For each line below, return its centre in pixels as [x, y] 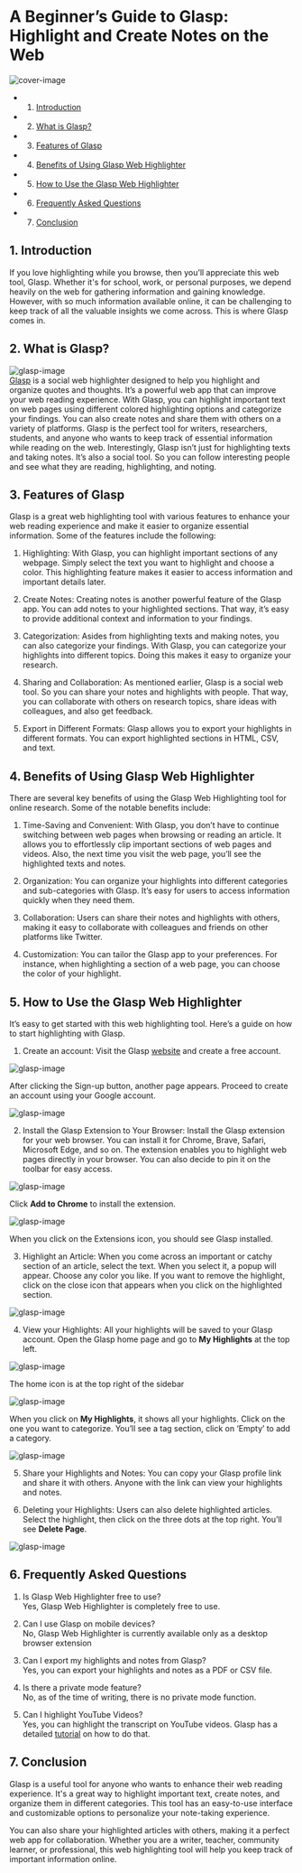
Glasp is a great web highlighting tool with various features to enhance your [150, 517]
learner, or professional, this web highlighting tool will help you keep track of [151, 1850]
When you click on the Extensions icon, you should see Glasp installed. [141, 1239]
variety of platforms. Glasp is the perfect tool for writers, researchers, [138, 428]
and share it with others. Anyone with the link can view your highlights [152, 1482]
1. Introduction [50, 251]
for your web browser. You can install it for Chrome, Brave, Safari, [144, 1140]
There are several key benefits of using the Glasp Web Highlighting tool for [148, 798]
